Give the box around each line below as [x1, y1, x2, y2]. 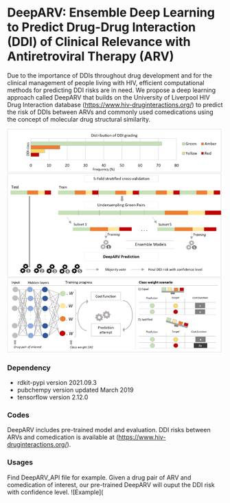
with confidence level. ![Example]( [7, 488, 104, 496]
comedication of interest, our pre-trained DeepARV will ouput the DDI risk [7, 480, 215, 489]
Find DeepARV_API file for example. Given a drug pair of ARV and [7, 473, 192, 482]
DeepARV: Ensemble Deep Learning [7, 5, 215, 21]
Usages [7, 458, 33, 467]
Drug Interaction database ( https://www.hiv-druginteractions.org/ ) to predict [7, 100, 223, 109]
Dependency [7, 363, 51, 372]
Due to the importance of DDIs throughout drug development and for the [7, 71, 213, 80]
